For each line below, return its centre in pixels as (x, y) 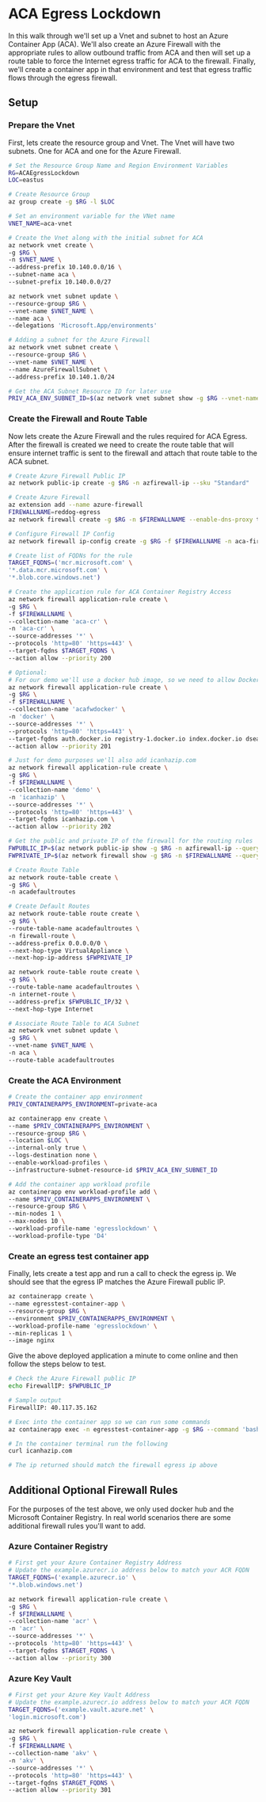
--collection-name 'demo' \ (55, 790)
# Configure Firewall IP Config (61, 534)
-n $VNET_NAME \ (35, 260)
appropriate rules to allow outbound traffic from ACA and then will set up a (129, 52)
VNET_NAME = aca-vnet (40, 223)
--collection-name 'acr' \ (53, 1621)
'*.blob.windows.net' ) (46, 1585)
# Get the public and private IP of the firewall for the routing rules (131, 841)
